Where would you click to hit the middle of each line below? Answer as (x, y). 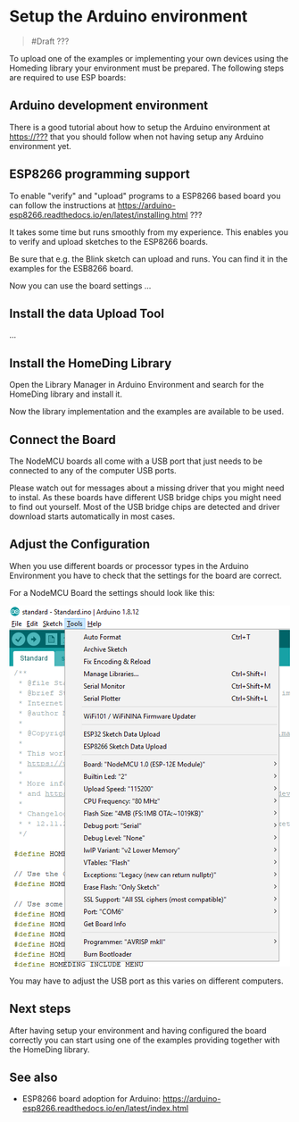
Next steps (40, 1009)
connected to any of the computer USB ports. (93, 470)
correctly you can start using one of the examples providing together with (145, 1040)
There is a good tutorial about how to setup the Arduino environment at (140, 127)
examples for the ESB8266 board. (71, 268)
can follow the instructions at (62, 205)
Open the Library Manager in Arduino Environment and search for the (137, 385)
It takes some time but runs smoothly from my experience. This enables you (149, 232)
